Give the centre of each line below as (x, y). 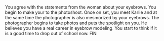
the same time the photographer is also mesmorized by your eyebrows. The (82, 18)
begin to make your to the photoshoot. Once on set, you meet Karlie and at (81, 12)
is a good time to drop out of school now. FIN (51, 33)
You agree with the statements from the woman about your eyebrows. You (81, 7)
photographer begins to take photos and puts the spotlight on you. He (76, 23)
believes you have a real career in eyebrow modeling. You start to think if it (81, 28)
